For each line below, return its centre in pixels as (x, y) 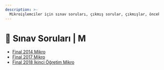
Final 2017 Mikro (29, 57)
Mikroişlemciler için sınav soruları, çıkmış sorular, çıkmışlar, (78, 14)
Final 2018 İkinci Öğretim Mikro (43, 62)
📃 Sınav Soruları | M (46, 38)
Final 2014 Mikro (29, 52)
